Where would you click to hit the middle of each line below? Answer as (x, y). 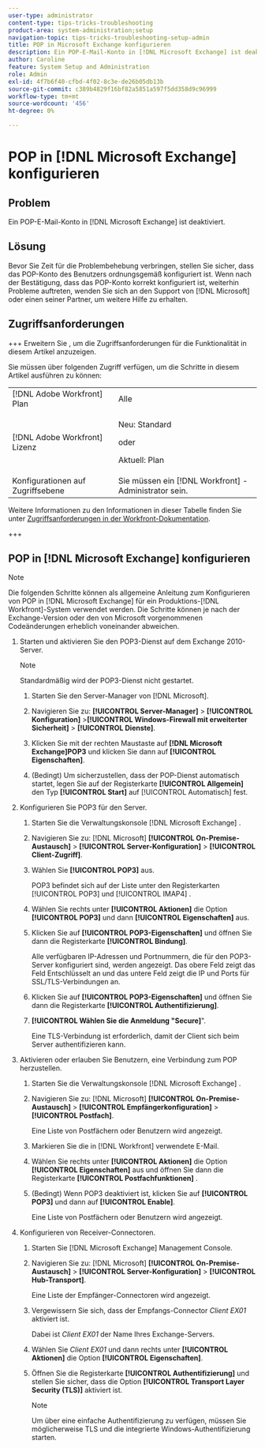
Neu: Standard (145, 424)
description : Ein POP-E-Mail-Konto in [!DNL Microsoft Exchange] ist (125, 52)
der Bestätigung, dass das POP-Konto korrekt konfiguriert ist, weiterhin (123, 282)
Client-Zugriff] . (57, 855)
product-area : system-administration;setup (81, 30)
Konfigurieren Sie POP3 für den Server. (83, 807)
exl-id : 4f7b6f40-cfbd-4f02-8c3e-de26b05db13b (86, 81)
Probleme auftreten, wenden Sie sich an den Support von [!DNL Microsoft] (129, 291)
